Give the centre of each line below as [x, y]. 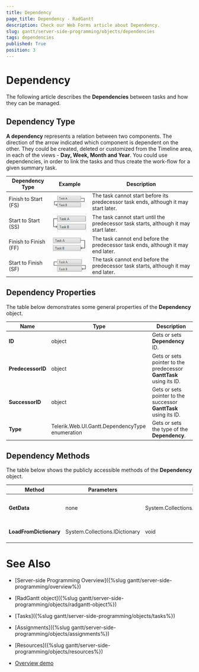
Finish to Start [25, 198]
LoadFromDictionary [35, 532]
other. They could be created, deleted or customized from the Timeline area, [99, 149]
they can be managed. [33, 103]
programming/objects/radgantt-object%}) [66, 604]
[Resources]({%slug [39, 645]
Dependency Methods [48, 455]
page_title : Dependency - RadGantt [50, 19]
